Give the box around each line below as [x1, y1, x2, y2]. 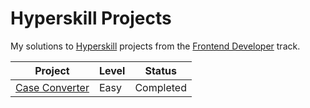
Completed [134, 80, 187, 94]
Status [144, 63, 177, 77]
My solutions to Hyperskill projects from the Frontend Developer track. [10, 40, 301, 52]
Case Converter [15, 80, 90, 94]
